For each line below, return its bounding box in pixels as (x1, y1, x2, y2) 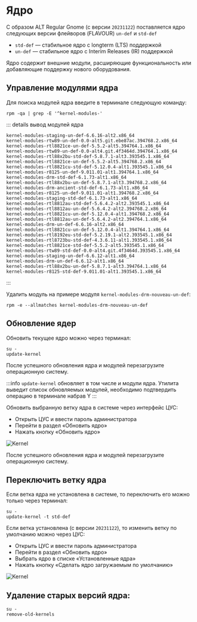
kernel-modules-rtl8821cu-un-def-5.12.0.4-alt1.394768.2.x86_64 (6, 211, 170, 217)
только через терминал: (6, 497, 68, 504)
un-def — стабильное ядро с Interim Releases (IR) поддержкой (14, 47, 173, 54)
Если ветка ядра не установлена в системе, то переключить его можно (6, 491, 190, 498)
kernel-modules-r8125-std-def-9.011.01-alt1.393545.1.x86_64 (6, 269, 162, 275)
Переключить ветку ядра (6, 475, 106, 485)
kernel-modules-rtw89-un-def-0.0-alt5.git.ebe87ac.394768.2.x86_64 (6, 138, 178, 144)
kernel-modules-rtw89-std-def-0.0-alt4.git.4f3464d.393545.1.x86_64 (6, 248, 180, 254)
